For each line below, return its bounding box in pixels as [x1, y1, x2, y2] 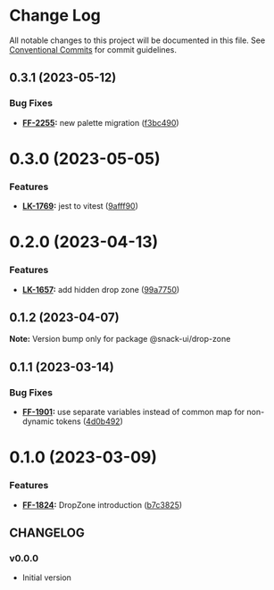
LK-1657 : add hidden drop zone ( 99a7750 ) [21, 284, 180, 295]
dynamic [21, 416, 55, 427]
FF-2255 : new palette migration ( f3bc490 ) [21, 117, 180, 128]
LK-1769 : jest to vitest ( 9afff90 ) [21, 201, 138, 212]
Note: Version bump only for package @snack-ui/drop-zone [9, 334, 231, 345]
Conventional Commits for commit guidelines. [9, 44, 177, 54]
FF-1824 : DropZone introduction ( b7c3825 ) [21, 499, 183, 510]
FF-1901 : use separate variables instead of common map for [21, 407, 245, 418]
